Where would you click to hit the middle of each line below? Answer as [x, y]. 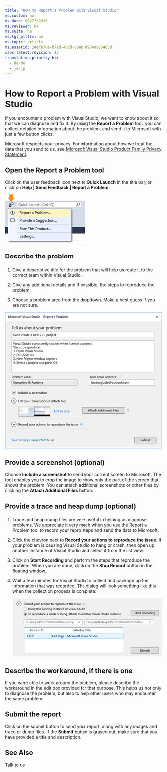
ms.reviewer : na [22, 26]
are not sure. [25, 305]
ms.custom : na [20, 16]
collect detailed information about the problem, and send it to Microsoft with [83, 129]
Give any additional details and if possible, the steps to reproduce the [83, 285]
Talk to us [15, 765]
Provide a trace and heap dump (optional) [71, 506]
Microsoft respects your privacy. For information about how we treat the [79, 144]
